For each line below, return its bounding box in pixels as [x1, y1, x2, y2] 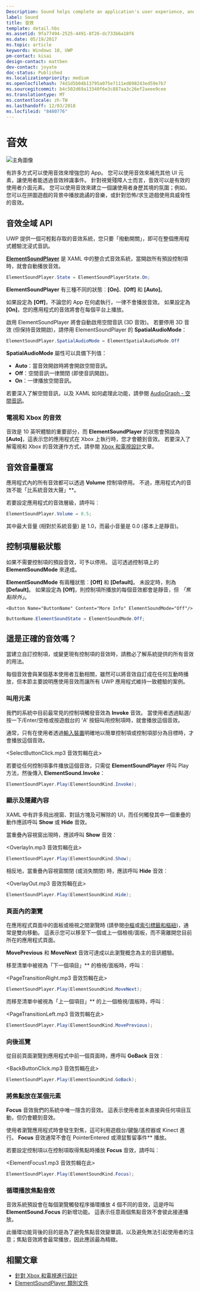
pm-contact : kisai [6, 53, 52, 59]
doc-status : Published [6, 70, 62, 76]
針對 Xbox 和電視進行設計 [14, 1272, 78, 1280]
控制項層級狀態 [6, 542, 61, 552]
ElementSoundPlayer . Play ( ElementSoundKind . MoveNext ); [6, 986, 143, 992]
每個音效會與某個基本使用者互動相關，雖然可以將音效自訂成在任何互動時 [6, 671, 183, 678]
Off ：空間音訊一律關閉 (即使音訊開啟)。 [14, 370, 112, 377]
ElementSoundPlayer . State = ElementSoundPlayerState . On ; [6, 274, 151, 280]
